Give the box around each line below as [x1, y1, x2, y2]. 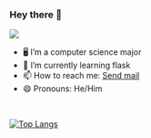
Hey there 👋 [9, 8, 62, 21]
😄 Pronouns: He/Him [22, 83, 103, 94]
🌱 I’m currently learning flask [22, 59, 131, 71]
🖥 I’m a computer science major [22, 47, 142, 58]
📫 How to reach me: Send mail [22, 70, 140, 81]
